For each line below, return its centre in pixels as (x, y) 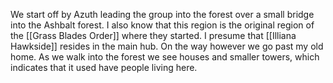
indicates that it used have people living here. (104, 67)
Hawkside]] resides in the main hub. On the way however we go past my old (167, 46)
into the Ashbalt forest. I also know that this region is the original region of (162, 25)
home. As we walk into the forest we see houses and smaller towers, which (165, 57)
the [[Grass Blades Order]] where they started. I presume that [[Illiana (153, 35)
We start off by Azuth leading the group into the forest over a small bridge (162, 14)
